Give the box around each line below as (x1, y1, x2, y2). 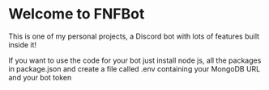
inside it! (8, 39, 37, 49)
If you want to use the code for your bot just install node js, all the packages (8, 55, 262, 65)
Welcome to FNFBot (8, 5, 145, 23)
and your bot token (8, 72, 72, 82)
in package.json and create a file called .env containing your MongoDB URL (8, 63, 261, 73)
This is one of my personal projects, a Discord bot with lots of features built (8, 31, 260, 41)
